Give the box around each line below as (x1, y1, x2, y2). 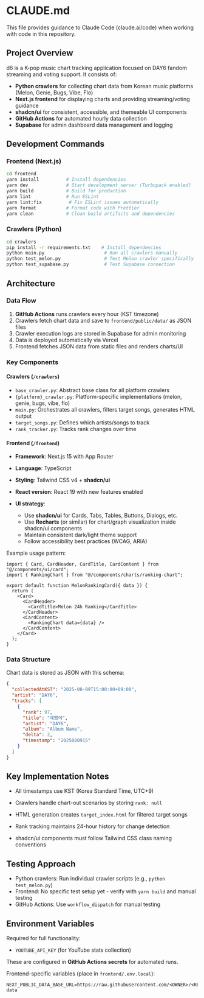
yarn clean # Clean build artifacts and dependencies (6, 211, 175, 217)
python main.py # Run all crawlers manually (6, 250, 178, 256)
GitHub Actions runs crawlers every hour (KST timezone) (15, 310, 159, 317)
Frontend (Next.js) (6, 157, 62, 166)
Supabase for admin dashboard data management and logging (15, 121, 173, 128)
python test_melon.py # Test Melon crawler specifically (6, 256, 194, 262)
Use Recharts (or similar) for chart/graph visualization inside (24, 518, 176, 525)
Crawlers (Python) (6, 225, 62, 233)
